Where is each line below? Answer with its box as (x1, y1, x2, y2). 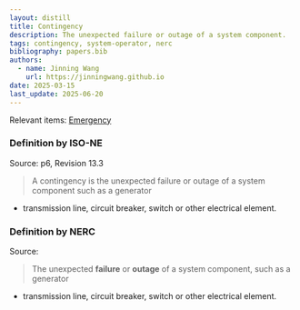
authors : (9, 55, 43, 65)
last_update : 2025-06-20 (9, 89, 104, 98)
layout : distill (9, 13, 71, 23)
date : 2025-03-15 (9, 81, 75, 90)
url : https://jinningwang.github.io (25, 73, 165, 82)
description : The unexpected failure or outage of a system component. (9, 30, 286, 39)
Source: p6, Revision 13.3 (9, 157, 105, 168)
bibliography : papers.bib (9, 47, 107, 56)
